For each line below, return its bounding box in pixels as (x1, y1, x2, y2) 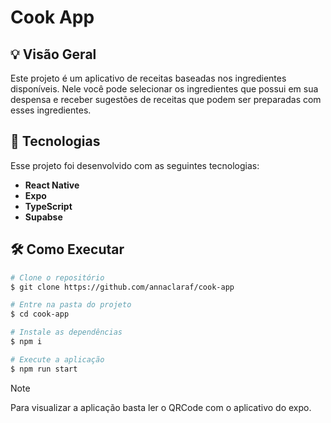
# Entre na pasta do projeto (10, 300, 132, 310)
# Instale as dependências (10, 327, 123, 338)
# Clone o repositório (10, 272, 105, 283)
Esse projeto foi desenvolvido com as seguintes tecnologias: (10, 159, 260, 171)
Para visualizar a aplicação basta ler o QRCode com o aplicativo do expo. (10, 401, 312, 413)
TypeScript (24, 200, 73, 212)
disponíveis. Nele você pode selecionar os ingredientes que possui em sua (10, 83, 319, 95)
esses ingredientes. (10, 104, 92, 116)
